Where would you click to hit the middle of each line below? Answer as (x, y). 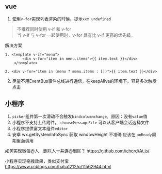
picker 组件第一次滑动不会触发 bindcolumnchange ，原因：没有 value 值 (80, 116)
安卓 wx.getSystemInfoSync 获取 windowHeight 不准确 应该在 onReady (82, 134)
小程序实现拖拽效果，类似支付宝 (37, 161)
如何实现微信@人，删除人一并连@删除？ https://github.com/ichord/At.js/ (77, 151)
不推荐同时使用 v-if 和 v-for (44, 29)
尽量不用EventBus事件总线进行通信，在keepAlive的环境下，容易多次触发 (84, 81)
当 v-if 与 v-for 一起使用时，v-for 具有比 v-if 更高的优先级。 (76, 35)
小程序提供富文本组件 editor (40, 128)
